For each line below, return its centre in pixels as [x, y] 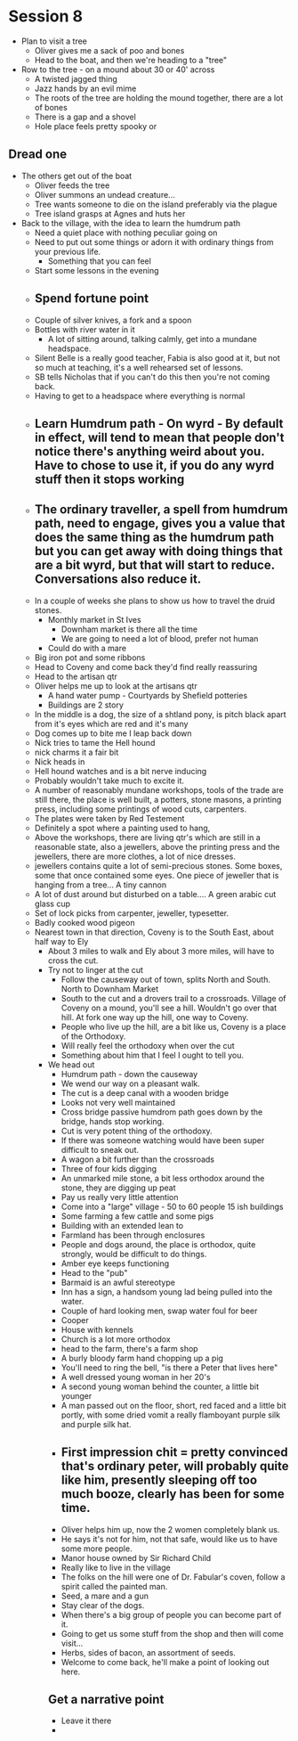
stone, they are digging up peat [118, 1188]
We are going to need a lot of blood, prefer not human [160, 638]
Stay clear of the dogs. [103, 1605]
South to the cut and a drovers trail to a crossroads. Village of [173, 998]
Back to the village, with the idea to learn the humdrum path [131, 223]
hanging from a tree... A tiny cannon [101, 885]
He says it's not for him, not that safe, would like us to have [169, 1539]
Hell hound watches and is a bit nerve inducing [121, 771]
